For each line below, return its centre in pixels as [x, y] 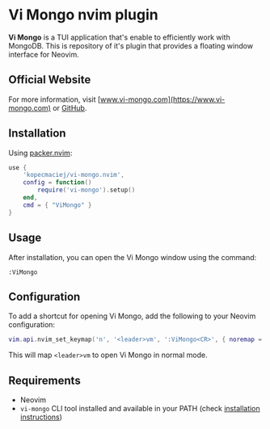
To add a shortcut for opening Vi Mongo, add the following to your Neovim [132, 316]
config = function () [57, 183]
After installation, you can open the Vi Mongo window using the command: [133, 257]
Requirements [44, 380]
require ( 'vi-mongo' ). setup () [86, 190]
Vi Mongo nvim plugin [84, 15]
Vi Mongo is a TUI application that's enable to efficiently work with [119, 37]
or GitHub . [70, 107]
